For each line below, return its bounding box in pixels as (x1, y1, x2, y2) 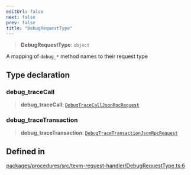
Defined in (6, 146, 46, 157)
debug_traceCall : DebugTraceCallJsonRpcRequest (20, 101, 140, 108)
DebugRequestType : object (20, 41, 90, 48)
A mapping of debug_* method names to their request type (6, 53, 148, 60)
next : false (6, 14, 35, 20)
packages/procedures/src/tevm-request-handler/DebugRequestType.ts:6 (6, 162, 185, 169)
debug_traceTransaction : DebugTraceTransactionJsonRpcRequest (20, 129, 179, 137)
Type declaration (6, 70, 70, 80)
